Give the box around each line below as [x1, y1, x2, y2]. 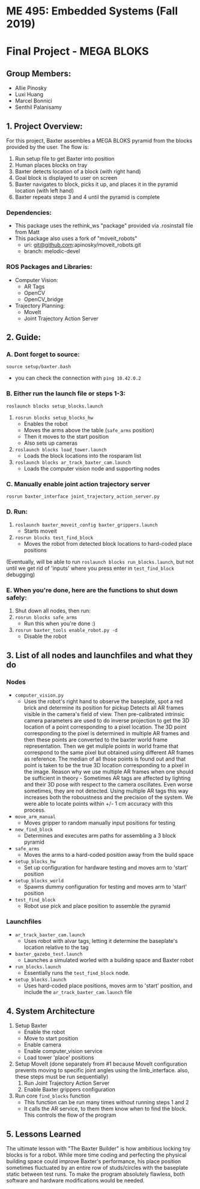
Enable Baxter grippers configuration [23, 1086, 116, 1093]
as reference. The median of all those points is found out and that [23, 755, 186, 762]
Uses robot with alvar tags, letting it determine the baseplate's [23, 937, 178, 945]
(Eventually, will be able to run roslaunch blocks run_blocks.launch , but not [6, 558, 194, 566]
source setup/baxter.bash [6, 364, 71, 370]
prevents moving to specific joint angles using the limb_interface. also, [14, 1067, 189, 1074]
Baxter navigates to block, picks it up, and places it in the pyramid [14, 181, 178, 188]
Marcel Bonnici [14, 97, 52, 105]
